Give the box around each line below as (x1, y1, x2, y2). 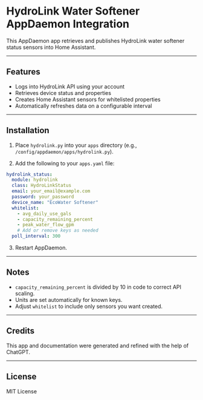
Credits (6, 326, 35, 336)
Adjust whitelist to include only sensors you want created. (14, 303, 163, 310)
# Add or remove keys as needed (17, 228, 98, 234)
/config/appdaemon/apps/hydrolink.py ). (14, 148, 114, 155)
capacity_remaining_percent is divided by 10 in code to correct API (14, 283, 182, 290)
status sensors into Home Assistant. (6, 44, 96, 51)
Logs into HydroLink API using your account (14, 83, 125, 90)
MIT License (6, 387, 37, 395)
